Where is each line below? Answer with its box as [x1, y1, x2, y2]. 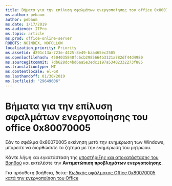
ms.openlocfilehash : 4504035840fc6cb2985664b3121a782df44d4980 [5, 55, 143, 60]
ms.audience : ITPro [5, 26, 47, 32]
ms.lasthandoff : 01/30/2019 [5, 74, 66, 79]
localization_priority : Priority [5, 45, 77, 50]
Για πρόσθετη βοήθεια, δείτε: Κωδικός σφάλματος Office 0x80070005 [5, 169, 156, 176]
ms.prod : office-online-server [5, 36, 72, 41]
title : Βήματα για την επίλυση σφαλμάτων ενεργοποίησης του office [5, 7, 153, 13]
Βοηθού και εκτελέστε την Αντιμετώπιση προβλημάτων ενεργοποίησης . [5, 160, 163, 166]
